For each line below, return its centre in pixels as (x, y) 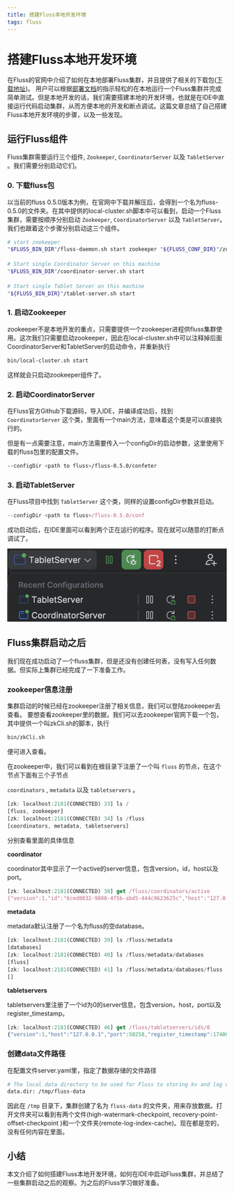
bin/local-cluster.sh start (48, 361)
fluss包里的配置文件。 (50, 452)
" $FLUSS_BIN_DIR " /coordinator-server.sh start (76, 271)
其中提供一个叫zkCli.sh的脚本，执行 (58, 723)
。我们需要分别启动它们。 (44, 166)
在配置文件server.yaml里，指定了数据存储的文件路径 (82, 1070)
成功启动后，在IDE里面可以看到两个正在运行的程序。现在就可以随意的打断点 (116, 530)
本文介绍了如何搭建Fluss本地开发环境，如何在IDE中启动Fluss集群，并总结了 (116, 1174)
